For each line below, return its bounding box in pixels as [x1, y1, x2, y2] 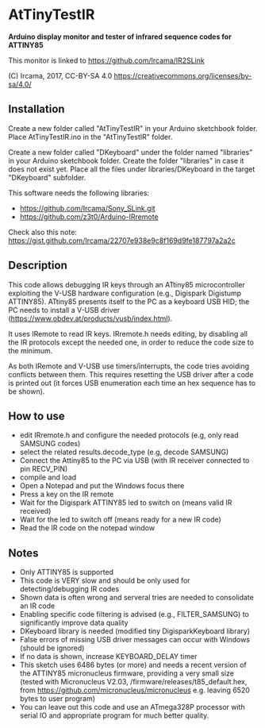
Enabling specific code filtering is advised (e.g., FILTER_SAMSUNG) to [19, 610, 250, 619]
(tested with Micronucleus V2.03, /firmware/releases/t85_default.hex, [19, 677, 248, 687]
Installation [8, 102, 65, 116]
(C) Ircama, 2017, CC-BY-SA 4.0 [8, 71, 113, 80]
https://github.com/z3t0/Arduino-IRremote [19, 212, 159, 221]
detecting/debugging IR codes [19, 584, 120, 594]
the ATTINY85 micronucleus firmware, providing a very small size [19, 668, 234, 678]
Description [8, 259, 67, 272]
